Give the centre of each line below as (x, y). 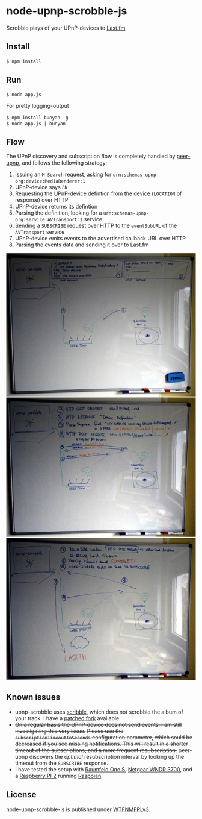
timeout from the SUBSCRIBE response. (61, 763)
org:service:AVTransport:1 (49, 220)
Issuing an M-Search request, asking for (63, 174)
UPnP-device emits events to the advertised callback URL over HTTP (100, 239)
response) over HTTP (41, 200)
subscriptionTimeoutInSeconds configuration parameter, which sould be (104, 737)
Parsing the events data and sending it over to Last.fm (82, 245)
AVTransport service (40, 232)
